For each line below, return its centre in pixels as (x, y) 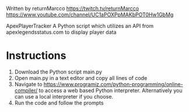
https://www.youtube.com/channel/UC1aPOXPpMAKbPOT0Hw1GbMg (90, 15)
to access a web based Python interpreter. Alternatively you (111, 90)
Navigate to (28, 84)
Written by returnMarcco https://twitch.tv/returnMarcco (72, 8)
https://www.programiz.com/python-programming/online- (113, 84)
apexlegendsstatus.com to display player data (61, 32)
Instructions (36, 56)
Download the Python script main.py (58, 72)
